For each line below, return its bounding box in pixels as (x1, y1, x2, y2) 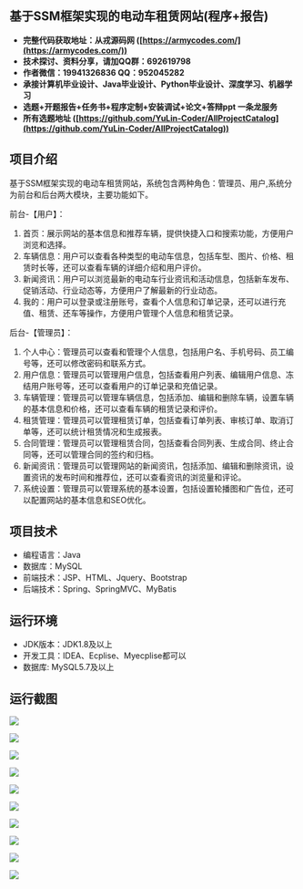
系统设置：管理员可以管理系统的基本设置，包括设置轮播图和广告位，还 (22, 482, 287, 494)
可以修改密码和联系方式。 (54, 357, 151, 368)
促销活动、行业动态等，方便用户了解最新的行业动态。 (22, 284, 223, 295)
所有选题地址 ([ (22, 112, 79, 123)
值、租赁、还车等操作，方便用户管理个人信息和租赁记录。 (22, 307, 238, 318)
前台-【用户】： (9, 208, 66, 219)
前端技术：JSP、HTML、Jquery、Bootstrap (22, 573, 188, 584)
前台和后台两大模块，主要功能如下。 (16, 189, 153, 200)
